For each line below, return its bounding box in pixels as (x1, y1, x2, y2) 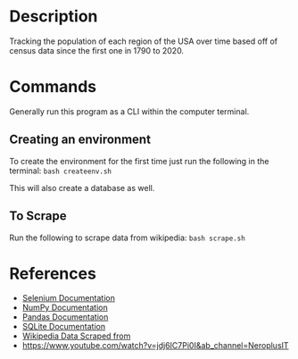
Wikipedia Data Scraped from (21, 330, 131, 341)
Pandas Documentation (21, 312, 109, 322)
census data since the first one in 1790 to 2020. (9, 45, 185, 55)
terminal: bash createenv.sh (9, 165, 112, 176)
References (9, 263, 96, 283)
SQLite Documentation (21, 321, 105, 332)
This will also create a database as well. (9, 182, 155, 193)
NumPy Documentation (21, 302, 109, 313)
